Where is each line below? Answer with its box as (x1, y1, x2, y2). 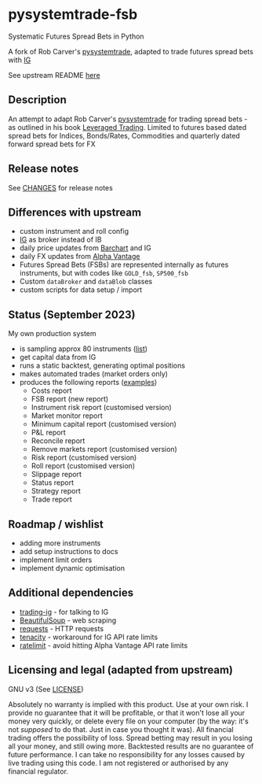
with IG (8, 55, 31, 65)
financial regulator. (8, 766, 69, 776)
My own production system (8, 329, 96, 338)
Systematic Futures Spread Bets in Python (8, 31, 144, 41)
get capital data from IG (19, 353, 96, 362)
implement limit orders (19, 555, 93, 564)
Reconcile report (31, 436, 86, 446)
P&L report (31, 427, 67, 438)
